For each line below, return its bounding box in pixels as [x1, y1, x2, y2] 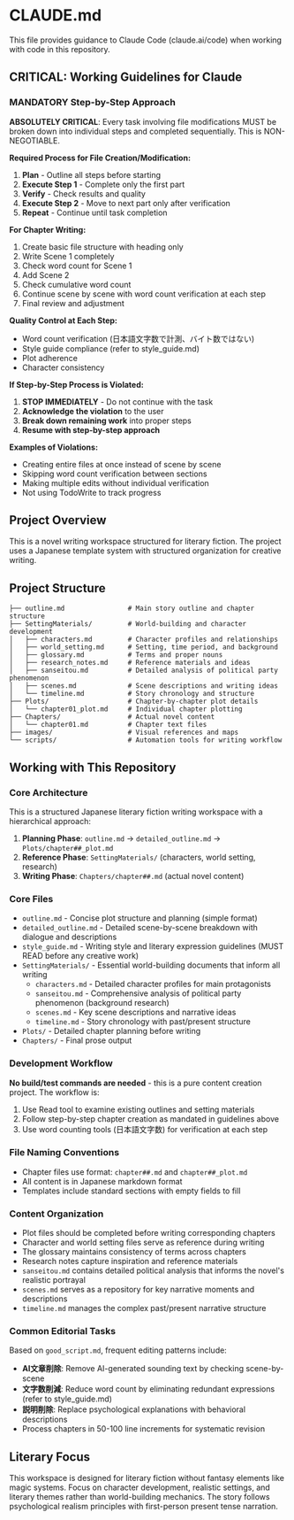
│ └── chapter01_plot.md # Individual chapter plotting [9, 705, 243, 714]
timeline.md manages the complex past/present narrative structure [21, 1303, 267, 1314]
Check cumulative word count [21, 279, 132, 289]
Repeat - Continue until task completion [21, 207, 168, 218]
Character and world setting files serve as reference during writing [21, 1237, 265, 1248]
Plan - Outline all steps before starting [21, 169, 162, 180]
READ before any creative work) [21, 951, 139, 961]
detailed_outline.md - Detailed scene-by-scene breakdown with [21, 922, 258, 933]
